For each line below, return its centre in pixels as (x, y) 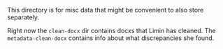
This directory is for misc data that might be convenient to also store (106, 10)
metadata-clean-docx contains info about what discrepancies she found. (111, 38)
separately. (23, 17)
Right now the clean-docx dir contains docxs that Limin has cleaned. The (111, 31)
